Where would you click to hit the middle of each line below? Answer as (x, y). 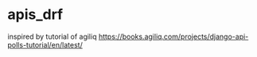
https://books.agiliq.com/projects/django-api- (173, 36)
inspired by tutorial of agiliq (52, 36)
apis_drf (35, 15)
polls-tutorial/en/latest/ (45, 44)
